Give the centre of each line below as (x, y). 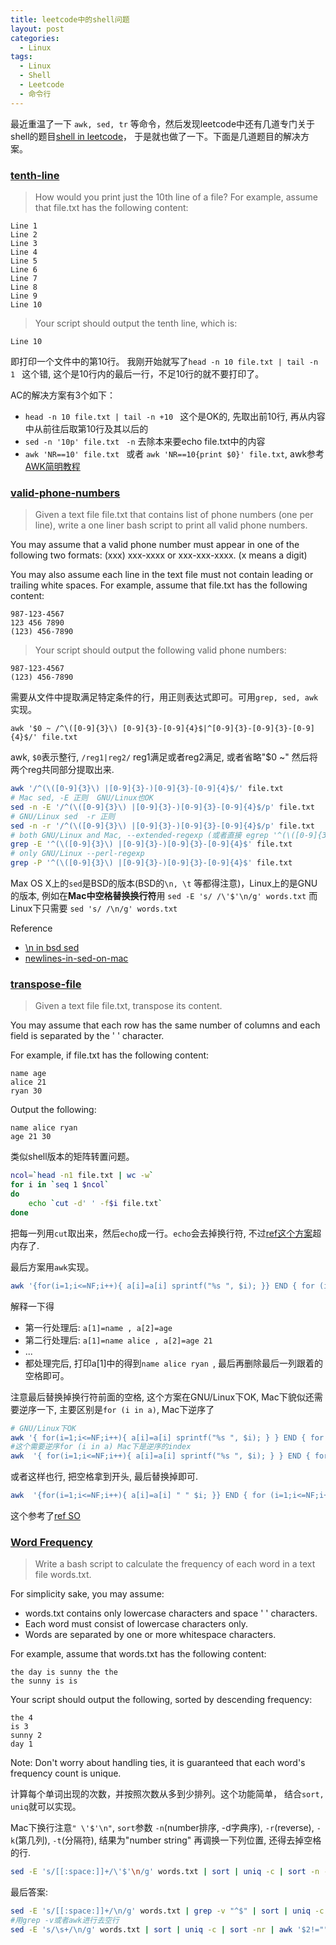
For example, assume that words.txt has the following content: (138, 1654)
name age (28, 1074)
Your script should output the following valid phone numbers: (160, 650)
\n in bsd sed (52, 948)
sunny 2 (26, 1736)
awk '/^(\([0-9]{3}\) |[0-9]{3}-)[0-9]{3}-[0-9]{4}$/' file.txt (147, 789)
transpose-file (46, 984)
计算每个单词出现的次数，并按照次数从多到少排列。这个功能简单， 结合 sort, (167, 1794)
